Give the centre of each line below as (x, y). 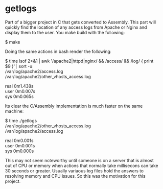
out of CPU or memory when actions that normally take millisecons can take (81, 165)
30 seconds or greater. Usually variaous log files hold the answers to (74, 171)
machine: (14, 111)
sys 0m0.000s (20, 151)
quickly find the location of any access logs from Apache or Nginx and (76, 27)
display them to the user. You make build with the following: (65, 32)
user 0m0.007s (20, 91)
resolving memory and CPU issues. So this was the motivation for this (75, 176)
